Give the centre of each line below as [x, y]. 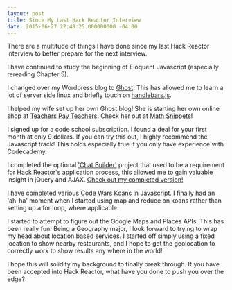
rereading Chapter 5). [38, 74]
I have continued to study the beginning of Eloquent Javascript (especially [113, 67]
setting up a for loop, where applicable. [63, 208]
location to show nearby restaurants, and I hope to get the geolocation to [111, 244]
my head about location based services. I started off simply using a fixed [111, 236]
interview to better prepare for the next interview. [77, 53]
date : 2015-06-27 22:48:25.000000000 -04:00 [72, 26]
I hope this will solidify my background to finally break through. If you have [114, 264]
